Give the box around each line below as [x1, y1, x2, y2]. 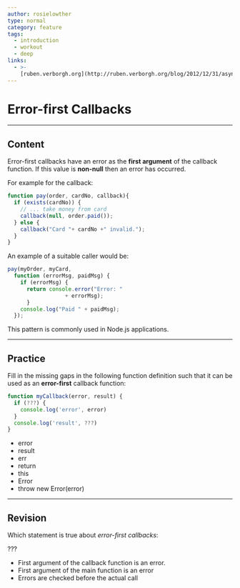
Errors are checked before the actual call [17, 574, 138, 582]
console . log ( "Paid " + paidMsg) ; [20, 305, 120, 313]
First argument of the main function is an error [17, 566, 154, 575]
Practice [7, 352, 46, 364]
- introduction [14, 37, 59, 44]
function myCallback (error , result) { [7, 393, 123, 400]
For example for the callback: [7, 179, 94, 187]
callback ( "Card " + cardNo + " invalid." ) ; [20, 226, 145, 233]
